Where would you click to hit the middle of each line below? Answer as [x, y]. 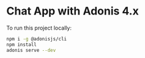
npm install [21, 44]
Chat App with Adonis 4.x [72, 11]
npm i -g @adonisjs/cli [37, 39]
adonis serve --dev [31, 50]
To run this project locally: [39, 28]
